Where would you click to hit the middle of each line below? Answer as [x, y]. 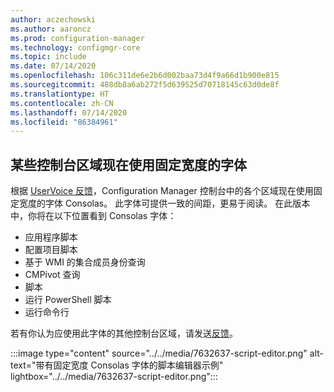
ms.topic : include [48, 57]
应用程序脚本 [51, 237]
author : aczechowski [53, 19]
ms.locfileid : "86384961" [64, 122]
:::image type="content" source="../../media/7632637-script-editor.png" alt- [167, 353]
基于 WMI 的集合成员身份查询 [85, 262]
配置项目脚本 [51, 250]
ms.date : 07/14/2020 [53, 66]
